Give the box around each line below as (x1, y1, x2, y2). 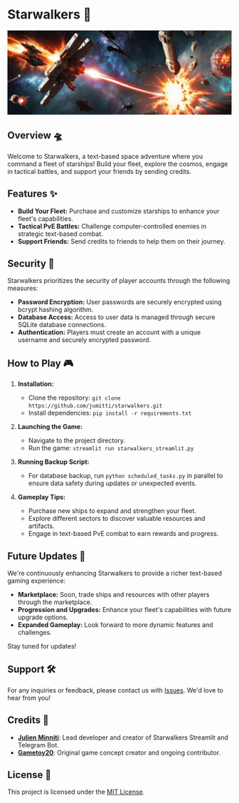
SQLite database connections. (17, 321, 107, 329)
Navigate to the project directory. (28, 436, 126, 445)
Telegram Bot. (17, 740, 59, 749)
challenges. (17, 628, 52, 636)
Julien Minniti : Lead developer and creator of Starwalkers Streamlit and (17, 733, 229, 742)
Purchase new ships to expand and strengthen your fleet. (28, 507, 197, 515)
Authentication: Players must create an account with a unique (17, 328, 201, 337)
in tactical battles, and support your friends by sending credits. (7, 167, 192, 175)
